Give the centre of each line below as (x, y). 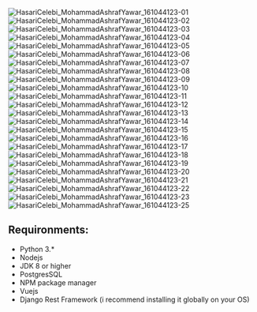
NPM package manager (58, 282)
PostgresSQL (41, 274)
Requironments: (48, 230)
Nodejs (31, 257)
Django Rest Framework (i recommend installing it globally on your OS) (134, 299)
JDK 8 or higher (45, 265)
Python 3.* (37, 249)
